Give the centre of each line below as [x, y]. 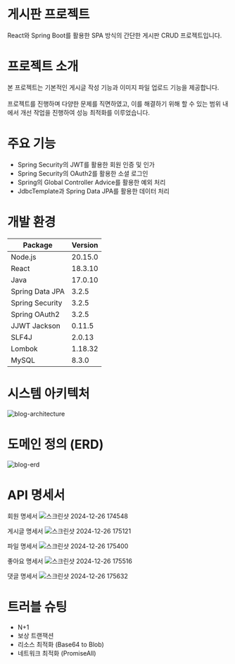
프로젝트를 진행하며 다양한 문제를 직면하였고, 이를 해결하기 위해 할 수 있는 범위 [114, 104]
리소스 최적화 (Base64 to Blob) [61, 644]
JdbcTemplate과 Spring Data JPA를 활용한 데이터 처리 [94, 191]
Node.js [24, 257]
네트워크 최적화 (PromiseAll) [57, 653]
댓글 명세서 [23, 576]
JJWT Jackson [36, 325]
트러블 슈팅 [37, 607]
